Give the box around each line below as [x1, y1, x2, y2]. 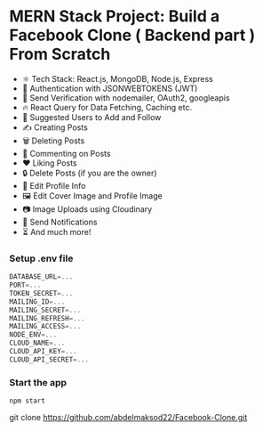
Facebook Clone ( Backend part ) [9, 25, 256, 45]
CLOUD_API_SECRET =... [9, 354, 90, 364]
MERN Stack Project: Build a [9, 6, 220, 27]
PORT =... [9, 281, 42, 290]
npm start [9, 396, 46, 406]
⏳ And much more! [21, 226, 92, 237]
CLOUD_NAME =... [9, 338, 66, 348]
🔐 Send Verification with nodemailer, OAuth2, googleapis [21, 92, 230, 103]
